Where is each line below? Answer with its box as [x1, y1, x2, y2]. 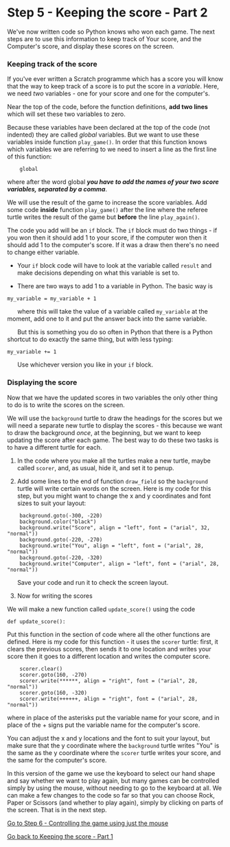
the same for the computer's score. [7, 756, 107, 764]
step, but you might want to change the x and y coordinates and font [16, 491, 211, 500]
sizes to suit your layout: [16, 499, 87, 507]
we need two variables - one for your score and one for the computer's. [7, 89, 211, 97]
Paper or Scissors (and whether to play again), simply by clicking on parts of [7, 798, 224, 807]
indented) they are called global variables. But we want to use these [7, 130, 200, 139]
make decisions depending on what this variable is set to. [16, 269, 180, 277]
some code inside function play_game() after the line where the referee [7, 206, 208, 214]
